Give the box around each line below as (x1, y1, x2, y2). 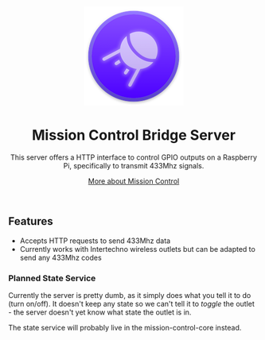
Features (8, 214, 53, 228)
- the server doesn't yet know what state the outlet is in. (8, 307, 192, 317)
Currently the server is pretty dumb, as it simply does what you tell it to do (8, 291, 251, 300)
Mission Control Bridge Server (31, 126, 236, 145)
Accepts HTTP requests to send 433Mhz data (19, 236, 171, 245)
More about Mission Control (88, 176, 180, 186)
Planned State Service (8, 272, 96, 284)
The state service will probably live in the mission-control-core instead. (8, 323, 242, 333)
